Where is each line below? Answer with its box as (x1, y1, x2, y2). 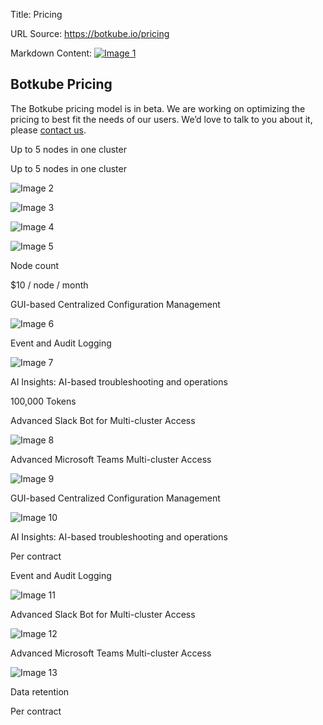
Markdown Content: (10, 47, 93, 59)
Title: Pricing (10, 9, 63, 20)
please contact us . (10, 124, 87, 136)
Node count (10, 259, 60, 271)
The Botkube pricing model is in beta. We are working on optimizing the (10, 102, 306, 114)
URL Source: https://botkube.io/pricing (10, 28, 170, 39)
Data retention (10, 685, 70, 698)
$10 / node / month (10, 279, 89, 291)
